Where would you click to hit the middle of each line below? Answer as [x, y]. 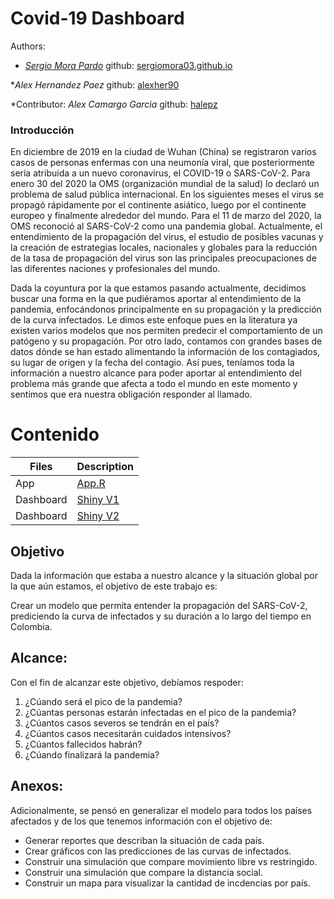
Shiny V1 [98, 500]
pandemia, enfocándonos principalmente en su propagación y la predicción [166, 309]
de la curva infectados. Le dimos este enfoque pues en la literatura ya [154, 320]
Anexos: [37, 786]
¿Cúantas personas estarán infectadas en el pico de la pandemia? [160, 712]
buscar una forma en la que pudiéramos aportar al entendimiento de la [156, 299]
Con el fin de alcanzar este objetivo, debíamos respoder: [127, 682]
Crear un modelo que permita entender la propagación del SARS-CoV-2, [159, 605]
